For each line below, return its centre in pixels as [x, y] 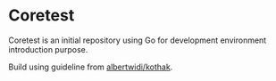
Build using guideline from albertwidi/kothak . [91, 67]
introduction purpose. [48, 49]
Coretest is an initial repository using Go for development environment [138, 40]
